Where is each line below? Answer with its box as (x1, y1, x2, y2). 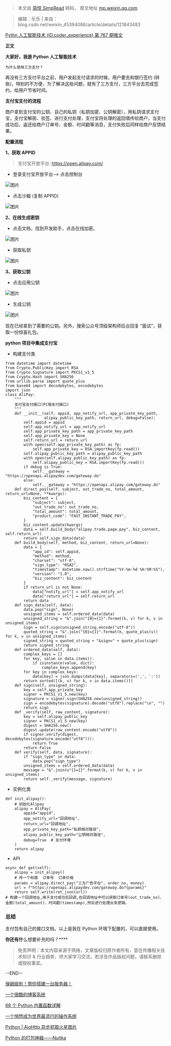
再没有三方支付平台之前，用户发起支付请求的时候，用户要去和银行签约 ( (5, 74, 156, 81)
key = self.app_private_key (23, 687, 83, 692)
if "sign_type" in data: (23, 754, 76, 759)
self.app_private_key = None (23, 433, 85, 438)
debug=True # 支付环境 (23, 838, 71, 843)
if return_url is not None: (23, 585, 83, 590)
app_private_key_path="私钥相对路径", (23, 827, 101, 832)
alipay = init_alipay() (14, 870, 65, 875)
